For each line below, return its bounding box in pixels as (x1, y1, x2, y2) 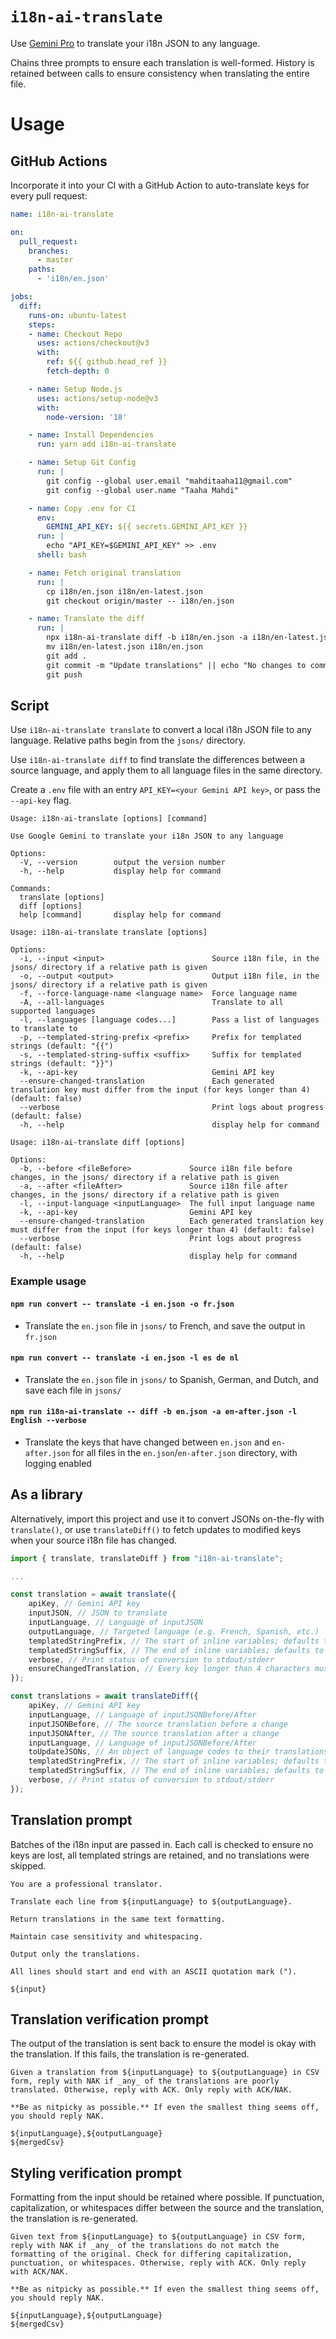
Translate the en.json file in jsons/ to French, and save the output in (24, 1319, 306, 1332)
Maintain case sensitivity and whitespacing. (10, 1931, 203, 1942)
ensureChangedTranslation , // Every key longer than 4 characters (28, 1664, 311, 1674)
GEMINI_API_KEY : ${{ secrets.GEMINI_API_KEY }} (46, 522, 248, 532)
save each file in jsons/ (24, 1384, 122, 1396)
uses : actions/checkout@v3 (36, 338, 150, 348)
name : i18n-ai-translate (10, 209, 114, 219)
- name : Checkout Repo (28, 329, 123, 339)
